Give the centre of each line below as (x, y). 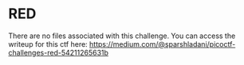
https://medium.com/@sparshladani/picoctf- (162, 44)
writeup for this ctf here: (48, 44)
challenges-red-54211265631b (59, 52)
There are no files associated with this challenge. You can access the (122, 36)
